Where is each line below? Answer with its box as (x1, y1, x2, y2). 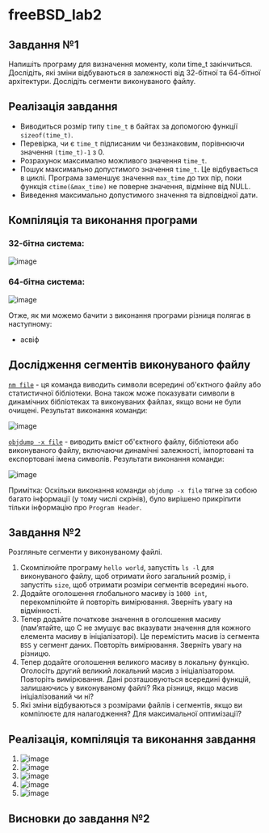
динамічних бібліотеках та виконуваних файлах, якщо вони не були (8, 396, 242, 406)
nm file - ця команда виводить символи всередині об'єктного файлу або (8, 379, 262, 389)
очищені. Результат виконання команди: (8, 405, 148, 415)
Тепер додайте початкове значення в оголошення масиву (19, 615, 221, 624)
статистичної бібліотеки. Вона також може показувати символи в (8, 388, 236, 398)
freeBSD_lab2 (8, 6, 103, 24)
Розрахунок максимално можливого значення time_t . (19, 155, 208, 165)
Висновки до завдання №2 (8, 811, 150, 826)
